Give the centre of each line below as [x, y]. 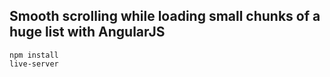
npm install [34, 55]
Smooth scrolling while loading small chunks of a [165, 16]
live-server [34, 64]
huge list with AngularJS [87, 32]
